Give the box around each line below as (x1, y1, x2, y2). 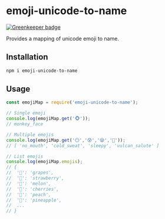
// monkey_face (6, 121, 44, 127)
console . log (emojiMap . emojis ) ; (6, 159, 83, 165)
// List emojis (6, 153, 44, 160)
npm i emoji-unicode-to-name (6, 68, 78, 74)
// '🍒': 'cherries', (6, 186, 60, 192)
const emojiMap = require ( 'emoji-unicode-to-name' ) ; (6, 99, 138, 105)
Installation (6, 52, 48, 62)
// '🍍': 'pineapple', (6, 197, 62, 203)
